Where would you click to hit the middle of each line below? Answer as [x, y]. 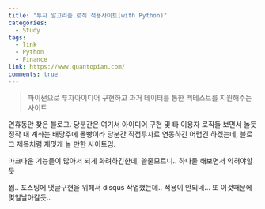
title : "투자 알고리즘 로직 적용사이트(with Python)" [88, 15]
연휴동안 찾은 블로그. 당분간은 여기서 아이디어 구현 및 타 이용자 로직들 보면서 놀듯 [132, 124]
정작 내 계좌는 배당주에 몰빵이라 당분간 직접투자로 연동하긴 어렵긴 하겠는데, [123, 134]
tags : [17, 37]
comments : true [33, 74]
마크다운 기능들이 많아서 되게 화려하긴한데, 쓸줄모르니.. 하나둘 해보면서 [117, 160]
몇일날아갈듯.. [30, 197]
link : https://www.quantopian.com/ [67, 67]
